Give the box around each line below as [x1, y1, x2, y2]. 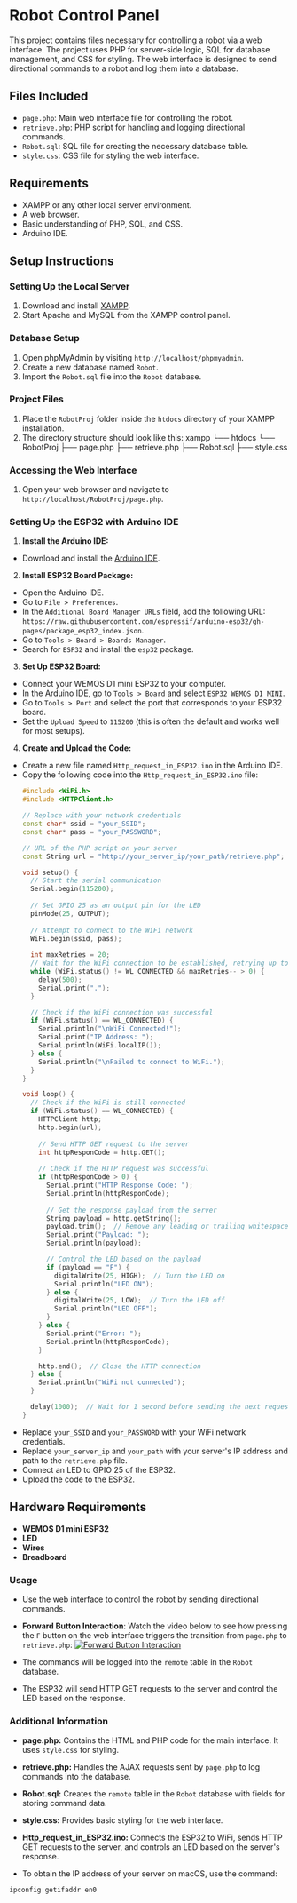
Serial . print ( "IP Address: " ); [38, 1032, 154, 1042]
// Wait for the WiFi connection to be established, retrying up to [30, 959, 289, 968]
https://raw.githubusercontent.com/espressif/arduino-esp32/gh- [21, 617, 265, 626]
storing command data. [21, 1798, 108, 1809]
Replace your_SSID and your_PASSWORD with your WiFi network [21, 1427, 246, 1437]
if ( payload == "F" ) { [45, 1262, 130, 1271]
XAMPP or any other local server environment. [21, 199, 192, 210]
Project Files [9, 393, 64, 405]
